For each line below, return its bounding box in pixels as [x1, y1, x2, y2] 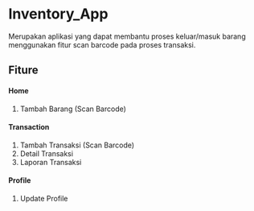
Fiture [8, 64, 39, 77]
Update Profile [19, 193, 68, 203]
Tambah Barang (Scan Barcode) [19, 104, 127, 114]
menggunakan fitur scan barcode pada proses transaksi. [8, 39, 196, 49]
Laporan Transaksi [19, 157, 82, 167]
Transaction [8, 122, 50, 132]
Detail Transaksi [19, 148, 74, 158]
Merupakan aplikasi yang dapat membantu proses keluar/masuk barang [8, 31, 247, 41]
